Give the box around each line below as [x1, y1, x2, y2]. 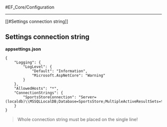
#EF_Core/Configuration [5, 4, 55, 10]
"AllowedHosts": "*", [14, 86, 59, 91]
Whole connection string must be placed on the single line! [17, 116, 138, 122]
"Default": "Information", [31, 68, 88, 73]
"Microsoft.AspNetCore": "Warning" [31, 73, 106, 78]
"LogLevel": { [23, 64, 52, 69]
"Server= [79, 94, 97, 100]
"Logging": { [14, 60, 41, 65]
